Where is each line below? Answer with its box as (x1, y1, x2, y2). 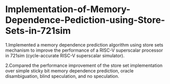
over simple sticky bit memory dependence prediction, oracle (5, 67, 134, 74)
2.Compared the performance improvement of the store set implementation (5, 62, 163, 68)
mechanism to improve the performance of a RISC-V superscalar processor (5, 47, 163, 53)
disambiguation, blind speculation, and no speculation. (5, 73, 119, 79)
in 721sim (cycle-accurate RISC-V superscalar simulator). (5, 52, 125, 59)
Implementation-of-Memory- (5, 4, 131, 15)
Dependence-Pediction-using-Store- (5, 14, 165, 26)
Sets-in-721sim (5, 25, 71, 36)
